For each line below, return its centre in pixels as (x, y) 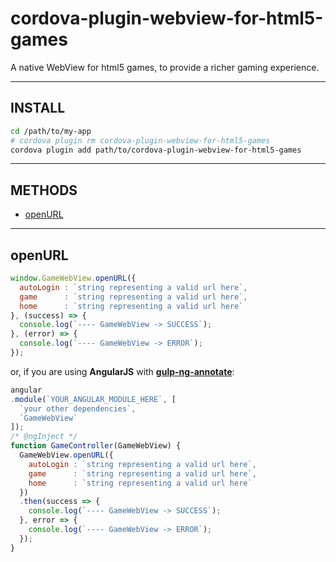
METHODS (44, 190)
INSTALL (38, 108)
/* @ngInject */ (44, 437)
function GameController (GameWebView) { (96, 446)
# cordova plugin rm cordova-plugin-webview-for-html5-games (140, 140)
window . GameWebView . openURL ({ (73, 278)
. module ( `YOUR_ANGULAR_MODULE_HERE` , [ (93, 399)
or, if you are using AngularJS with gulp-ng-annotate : (122, 371)
